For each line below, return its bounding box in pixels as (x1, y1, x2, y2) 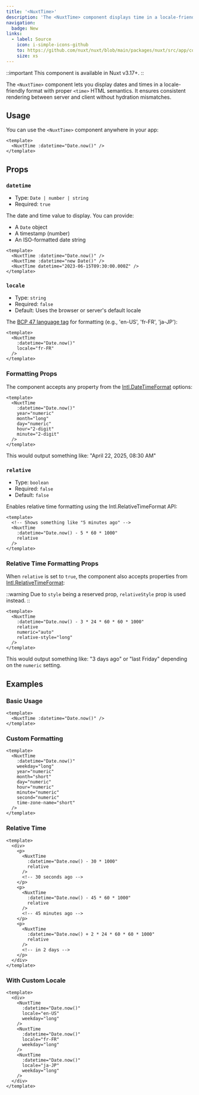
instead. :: (6, 597, 31, 604)
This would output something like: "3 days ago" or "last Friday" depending (6, 655, 188, 663)
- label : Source (11, 36, 52, 42)
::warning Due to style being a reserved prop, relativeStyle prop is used (6, 591, 186, 598)
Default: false (14, 492, 49, 499)
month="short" (17, 774, 52, 780)
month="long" (17, 416, 49, 421)
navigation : (6, 20, 36, 26)
